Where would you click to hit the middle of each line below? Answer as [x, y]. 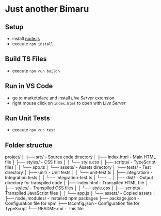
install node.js [26, 38]
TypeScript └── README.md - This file [44, 209]
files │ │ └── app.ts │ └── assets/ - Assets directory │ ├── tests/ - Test [78, 167]
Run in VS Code [29, 86]
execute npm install [32, 44]
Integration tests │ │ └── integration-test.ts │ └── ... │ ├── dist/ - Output [79, 178]
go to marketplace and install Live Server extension [63, 98]
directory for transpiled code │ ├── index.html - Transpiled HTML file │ [76, 183]
